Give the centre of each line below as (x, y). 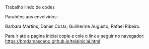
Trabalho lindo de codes (30, 7)
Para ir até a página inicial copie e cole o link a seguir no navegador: (75, 36)
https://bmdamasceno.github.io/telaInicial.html (53, 41)
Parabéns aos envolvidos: (32, 17)
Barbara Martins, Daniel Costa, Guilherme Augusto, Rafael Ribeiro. (73, 26)
